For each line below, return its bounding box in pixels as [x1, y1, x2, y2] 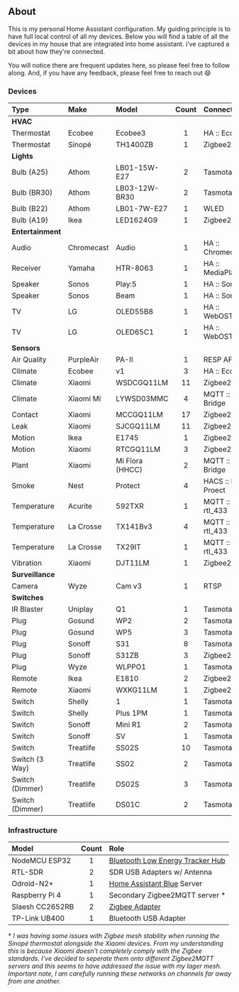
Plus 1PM [116, 708, 148, 718]
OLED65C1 [116, 327, 155, 337]
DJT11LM [116, 558, 150, 568]
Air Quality [11, 355, 47, 365]
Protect [116, 481, 140, 491]
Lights [11, 151, 34, 161]
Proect [203, 485, 226, 495]
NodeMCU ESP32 [11, 856, 72, 866]
